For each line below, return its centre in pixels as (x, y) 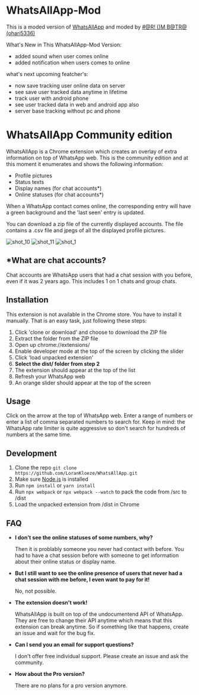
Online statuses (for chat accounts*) (59, 195)
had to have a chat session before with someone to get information (97, 555)
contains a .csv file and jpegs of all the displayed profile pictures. (86, 230)
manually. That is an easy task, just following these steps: (76, 320)
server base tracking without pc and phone (67, 111)
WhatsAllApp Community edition (89, 135)
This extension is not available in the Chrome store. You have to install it (94, 314)
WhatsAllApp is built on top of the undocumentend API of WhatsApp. (99, 614)
